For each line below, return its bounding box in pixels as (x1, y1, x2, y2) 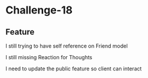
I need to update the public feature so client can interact (5, 65, 142, 72)
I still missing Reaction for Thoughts (5, 54, 93, 60)
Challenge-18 (5, 4, 73, 17)
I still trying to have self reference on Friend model (5, 42, 128, 49)
